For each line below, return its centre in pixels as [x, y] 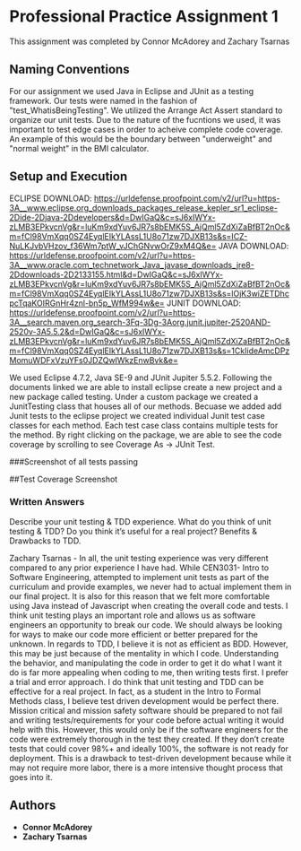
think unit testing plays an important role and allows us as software [133, 615]
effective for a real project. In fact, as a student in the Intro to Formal [135, 691]
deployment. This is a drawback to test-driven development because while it [150, 758]
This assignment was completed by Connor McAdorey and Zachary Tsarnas [150, 41]
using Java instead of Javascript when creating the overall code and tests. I [149, 605]
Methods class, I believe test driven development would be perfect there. [144, 700]
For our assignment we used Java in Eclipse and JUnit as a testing [132, 91]
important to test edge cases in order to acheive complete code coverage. [146, 129]
